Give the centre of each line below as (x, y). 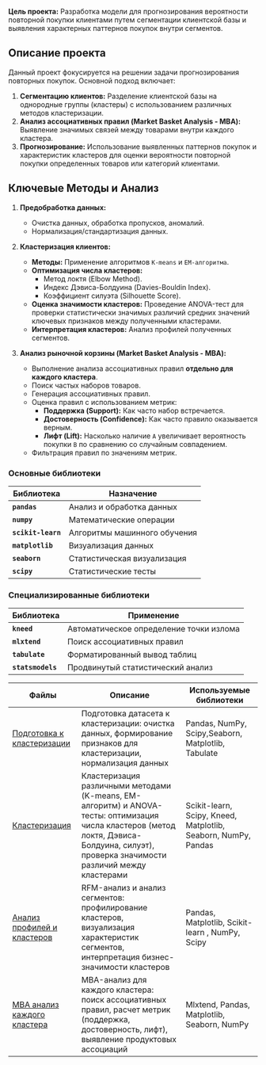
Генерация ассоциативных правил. (91, 393)
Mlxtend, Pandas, (218, 1005)
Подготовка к (38, 734)
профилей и (35, 928)
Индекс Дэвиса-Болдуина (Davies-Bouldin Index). (127, 287)
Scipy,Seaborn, (214, 734)
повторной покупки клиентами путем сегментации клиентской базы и (127, 20)
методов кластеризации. (62, 113)
